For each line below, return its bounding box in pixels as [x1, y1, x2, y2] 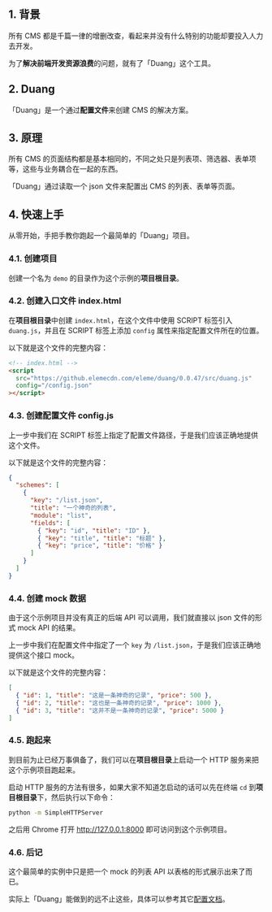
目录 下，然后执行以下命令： [22, 792, 115, 802]
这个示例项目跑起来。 [8, 765, 80, 775]
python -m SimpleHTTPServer [8, 808, 104, 817]
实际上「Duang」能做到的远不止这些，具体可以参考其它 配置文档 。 [8, 893, 230, 904]
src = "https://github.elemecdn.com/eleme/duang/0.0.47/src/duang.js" [15, 374, 253, 382]
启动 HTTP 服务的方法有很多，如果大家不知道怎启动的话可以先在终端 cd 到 [8, 782, 257, 792]
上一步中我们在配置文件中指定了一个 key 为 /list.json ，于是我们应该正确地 [8, 641, 261, 650]
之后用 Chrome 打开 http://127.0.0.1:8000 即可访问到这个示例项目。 [8, 824, 231, 834]
